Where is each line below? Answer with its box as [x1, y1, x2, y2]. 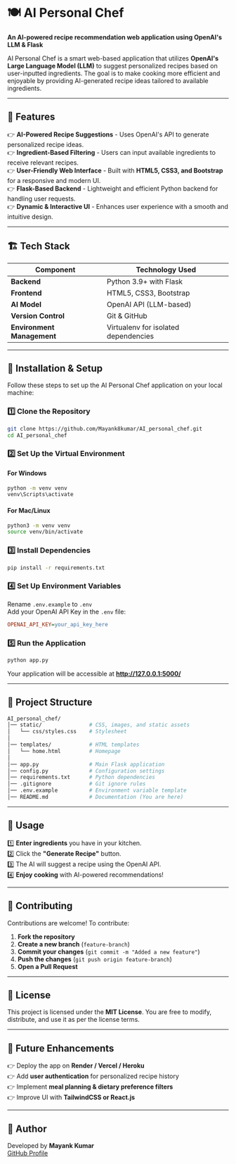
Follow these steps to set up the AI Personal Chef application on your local [7, 381, 223, 390]
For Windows [7, 469, 47, 477]
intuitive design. [7, 212, 53, 221]
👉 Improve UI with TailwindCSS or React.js [7, 1093, 136, 1101]
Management [11, 331, 57, 341]
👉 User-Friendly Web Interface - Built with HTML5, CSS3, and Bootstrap [7, 166, 223, 175]
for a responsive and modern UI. [7, 176, 101, 184]
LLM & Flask [7, 40, 44, 49]
